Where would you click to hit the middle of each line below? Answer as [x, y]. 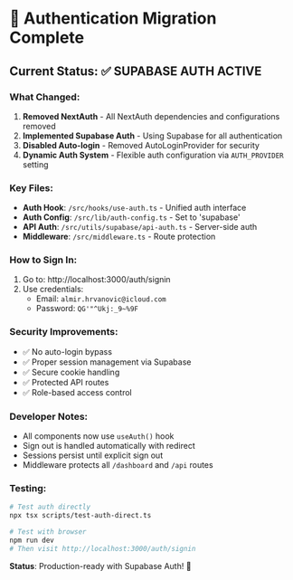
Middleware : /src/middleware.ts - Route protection [119, 237]
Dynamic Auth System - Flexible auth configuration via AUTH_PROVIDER [153, 155]
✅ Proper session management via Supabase [107, 362]
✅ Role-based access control [77, 392]
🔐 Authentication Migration [113, 19]
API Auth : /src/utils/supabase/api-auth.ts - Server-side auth [140, 227]
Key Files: [32, 187]
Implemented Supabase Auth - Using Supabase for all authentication [152, 136]
